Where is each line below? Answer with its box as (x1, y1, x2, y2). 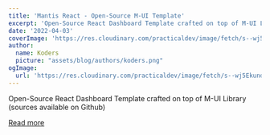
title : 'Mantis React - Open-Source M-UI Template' (8, 11, 185, 20)
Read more (8, 117, 45, 127)
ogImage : (8, 64, 38, 72)
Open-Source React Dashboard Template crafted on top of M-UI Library (8, 93, 247, 103)
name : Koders (15, 49, 59, 57)
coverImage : (8, 34, 48, 43)
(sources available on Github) (8, 102, 106, 112)
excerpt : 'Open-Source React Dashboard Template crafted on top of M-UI (8, 19, 257, 27)
